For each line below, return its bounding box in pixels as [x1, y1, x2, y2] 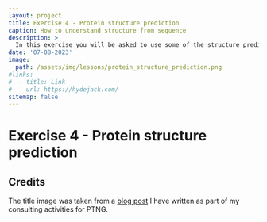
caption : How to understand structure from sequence [8, 26, 187, 34]
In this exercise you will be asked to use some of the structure [15, 41, 240, 49]
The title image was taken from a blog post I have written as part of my [8, 196, 240, 206]
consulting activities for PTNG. [8, 205, 109, 214]
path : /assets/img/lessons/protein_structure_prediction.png [15, 63, 222, 71]
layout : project [8, 11, 62, 20]
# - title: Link [8, 78, 66, 86]
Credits [8, 175, 46, 189]
